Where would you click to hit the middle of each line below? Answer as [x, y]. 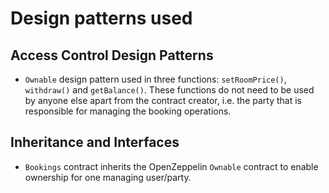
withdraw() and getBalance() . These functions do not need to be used [169, 90]
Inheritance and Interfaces [95, 142]
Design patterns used [101, 18]
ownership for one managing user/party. [108, 177]
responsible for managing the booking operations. [128, 111]
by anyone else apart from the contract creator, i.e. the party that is [163, 100]
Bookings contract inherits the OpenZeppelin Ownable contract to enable [171, 166]
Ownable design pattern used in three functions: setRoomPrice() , [155, 79]
